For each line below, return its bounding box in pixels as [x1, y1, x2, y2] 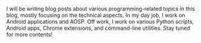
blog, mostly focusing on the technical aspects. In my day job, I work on [6, 12, 186, 19]
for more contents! [6, 31, 53, 38]
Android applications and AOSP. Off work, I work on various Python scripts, [6, 18, 194, 25]
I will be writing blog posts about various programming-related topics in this [6, 5, 195, 12]
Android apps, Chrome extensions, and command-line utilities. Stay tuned [6, 24, 191, 31]
